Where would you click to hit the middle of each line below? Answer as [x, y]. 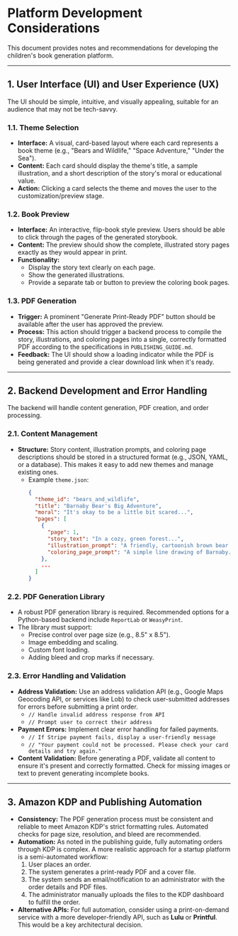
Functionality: [39, 260]
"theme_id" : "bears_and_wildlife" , [87, 499]
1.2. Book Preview [38, 214]
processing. [25, 415]
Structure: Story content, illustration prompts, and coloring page [112, 449]
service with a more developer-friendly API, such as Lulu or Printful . [117, 918]
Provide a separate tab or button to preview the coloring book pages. [129, 283]
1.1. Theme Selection [43, 127]
